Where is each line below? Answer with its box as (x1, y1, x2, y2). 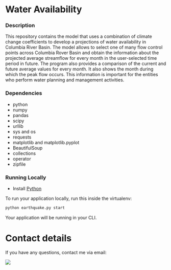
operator (12, 155, 32, 162)
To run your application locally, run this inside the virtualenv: (5, 195, 132, 201)
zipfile (12, 161, 26, 167)
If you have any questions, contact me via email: (5, 249, 107, 255)
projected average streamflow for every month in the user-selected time (5, 55, 157, 61)
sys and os (12, 128, 36, 134)
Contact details (5, 233, 72, 244)
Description (5, 22, 35, 29)
